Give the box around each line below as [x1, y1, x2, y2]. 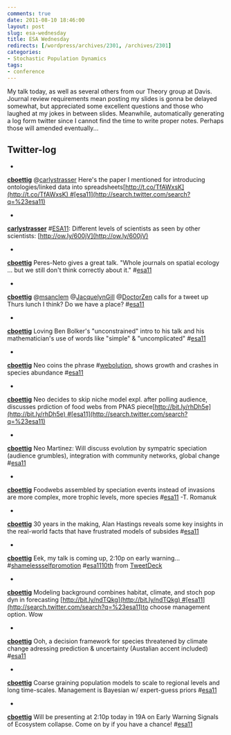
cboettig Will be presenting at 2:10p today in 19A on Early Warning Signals [7, 713, 219, 721]
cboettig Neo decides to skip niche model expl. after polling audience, [7, 395, 207, 403]
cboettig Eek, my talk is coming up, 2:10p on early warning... [7, 554, 181, 563]
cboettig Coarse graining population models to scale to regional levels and [7, 679, 220, 687]
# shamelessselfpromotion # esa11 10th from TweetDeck [7, 561, 163, 570]
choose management [149, 603, 210, 611]
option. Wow [7, 610, 44, 619]
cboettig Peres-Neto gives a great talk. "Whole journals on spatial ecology [7, 259, 220, 267]
